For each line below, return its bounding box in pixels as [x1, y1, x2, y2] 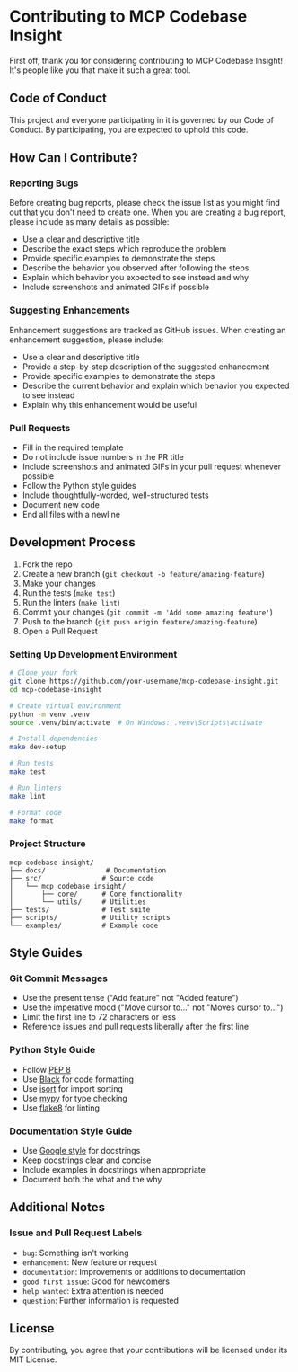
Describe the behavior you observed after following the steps [22, 262, 250, 273]
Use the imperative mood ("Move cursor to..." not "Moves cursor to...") [22, 1002, 284, 1013]
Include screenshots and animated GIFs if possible [22, 281, 209, 293]
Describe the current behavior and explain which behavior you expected [22, 380, 290, 391]
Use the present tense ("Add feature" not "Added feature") [22, 993, 240, 1004]
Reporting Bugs [9, 177, 79, 190]
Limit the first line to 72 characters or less [22, 1012, 177, 1022]
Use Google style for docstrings [22, 1145, 141, 1155]
